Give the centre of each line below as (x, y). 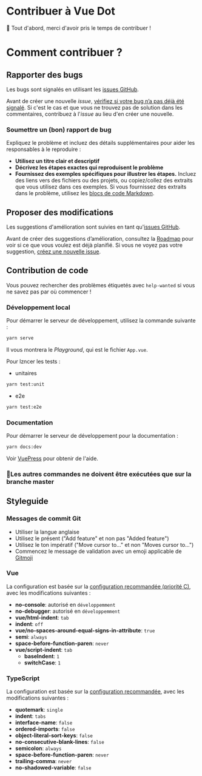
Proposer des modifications (60, 212)
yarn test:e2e (24, 407)
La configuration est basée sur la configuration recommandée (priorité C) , (99, 586)
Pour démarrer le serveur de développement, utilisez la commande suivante (101, 321)
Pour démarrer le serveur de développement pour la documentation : (93, 436)
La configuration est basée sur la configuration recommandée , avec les (96, 692)
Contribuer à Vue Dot (61, 11)
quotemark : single (39, 710)
